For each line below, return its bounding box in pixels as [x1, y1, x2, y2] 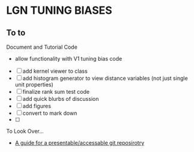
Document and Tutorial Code [6, 43, 78, 50]
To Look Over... [6, 127, 44, 135]
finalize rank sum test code [22, 88, 90, 95]
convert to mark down [22, 109, 77, 117]
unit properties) [14, 81, 54, 88]
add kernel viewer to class [22, 67, 88, 74]
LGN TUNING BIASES [6, 4, 112, 17]
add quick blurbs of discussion [22, 96, 99, 102]
